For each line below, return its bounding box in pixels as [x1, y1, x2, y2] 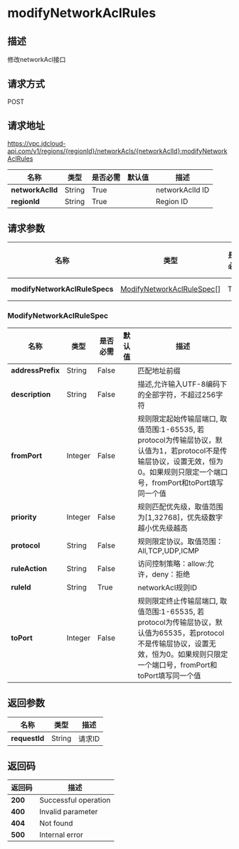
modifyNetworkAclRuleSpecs [11, 284, 114, 294]
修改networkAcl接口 [7, 55, 66, 63]
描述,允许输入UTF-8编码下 [137, 379, 228, 389]
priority [11, 512, 37, 522]
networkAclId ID [155, 185, 210, 195]
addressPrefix [11, 365, 60, 375]
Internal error [39, 830, 84, 840]
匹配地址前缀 [137, 365, 181, 375]
